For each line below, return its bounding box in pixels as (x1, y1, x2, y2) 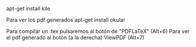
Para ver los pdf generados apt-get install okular (6, 16, 125, 23)
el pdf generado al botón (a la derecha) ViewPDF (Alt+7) (6, 34, 145, 41)
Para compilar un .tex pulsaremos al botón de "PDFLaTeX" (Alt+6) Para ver (6, 28, 190, 35)
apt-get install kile (6, 5, 51, 12)
